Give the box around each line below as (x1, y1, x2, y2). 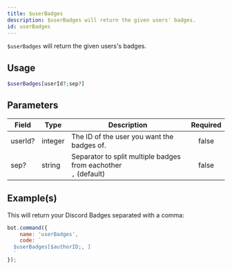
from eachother (71, 160, 122, 170)
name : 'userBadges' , (19, 231, 79, 237)
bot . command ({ (7, 224, 48, 231)
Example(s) (7, 192, 57, 204)
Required (191, 120, 222, 129)
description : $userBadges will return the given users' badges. (7, 17, 196, 24)
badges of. (71, 140, 107, 150)
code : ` (19, 237, 41, 244)
